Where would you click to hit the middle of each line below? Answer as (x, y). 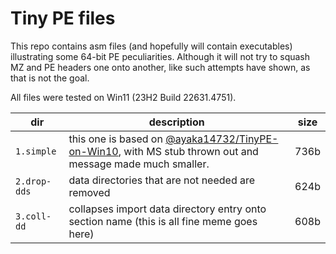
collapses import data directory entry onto (167, 209)
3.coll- (33, 216)
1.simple (36, 151)
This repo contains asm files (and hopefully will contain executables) (151, 46)
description (176, 122)
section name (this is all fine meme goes (163, 221)
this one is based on (115, 139)
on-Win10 (93, 151)
